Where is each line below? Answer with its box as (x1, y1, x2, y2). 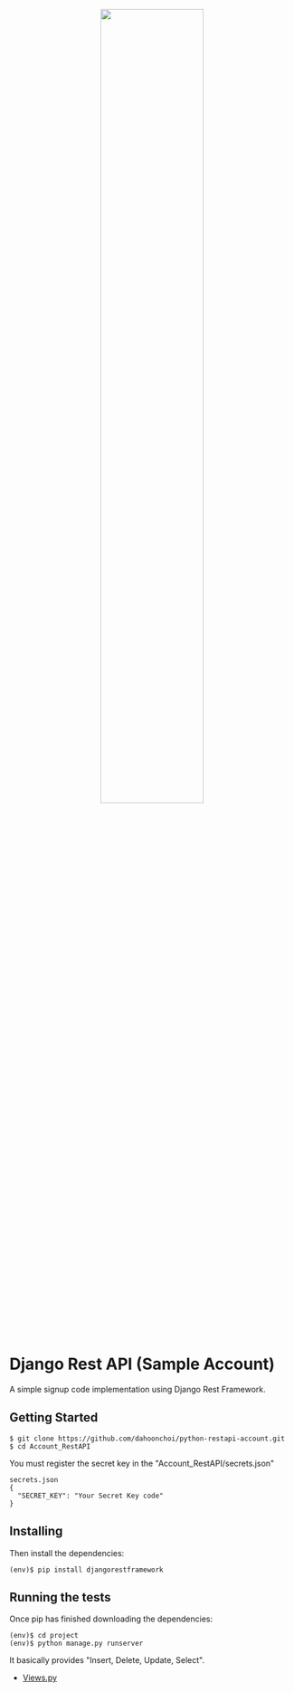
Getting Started (9, 1410, 99, 1425)
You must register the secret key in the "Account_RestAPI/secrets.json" (9, 1458, 275, 1469)
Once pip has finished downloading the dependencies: (9, 1613, 213, 1624)
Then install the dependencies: (9, 1547, 125, 1558)
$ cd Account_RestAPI (9, 1441, 91, 1451)
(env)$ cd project (9, 1631, 79, 1640)
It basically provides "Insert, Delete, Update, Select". (9, 1655, 205, 1666)
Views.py (22, 1672, 57, 1683)
